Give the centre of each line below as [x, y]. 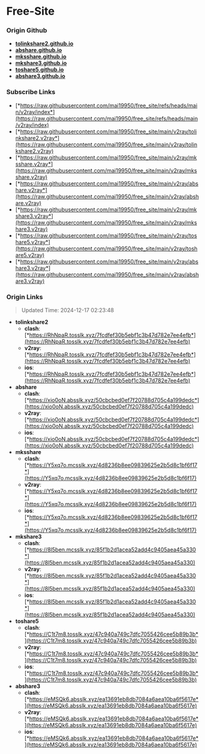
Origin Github [27, 31]
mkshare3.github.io [41, 63]
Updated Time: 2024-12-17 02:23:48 [68, 310]
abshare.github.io [39, 50]
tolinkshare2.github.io [44, 43]
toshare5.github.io [39, 70]
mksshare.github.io [41, 57]
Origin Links [25, 297]
